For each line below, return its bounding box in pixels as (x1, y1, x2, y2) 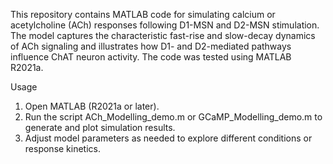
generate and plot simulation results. (24, 122, 176, 133)
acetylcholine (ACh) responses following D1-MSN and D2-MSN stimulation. (10, 19, 320, 31)
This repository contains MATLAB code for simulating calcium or (10, 9, 276, 20)
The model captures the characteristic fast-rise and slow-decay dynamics (10, 30, 316, 41)
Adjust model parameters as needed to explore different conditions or (24, 132, 313, 144)
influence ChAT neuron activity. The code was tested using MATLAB (10, 51, 292, 63)
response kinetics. (24, 143, 102, 154)
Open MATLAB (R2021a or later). (24, 100, 160, 112)
